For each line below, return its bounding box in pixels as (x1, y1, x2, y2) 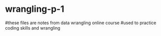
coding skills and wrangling (5, 25, 60, 31)
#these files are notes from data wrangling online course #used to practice (5, 20, 157, 26)
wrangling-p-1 (5, 3, 65, 15)
